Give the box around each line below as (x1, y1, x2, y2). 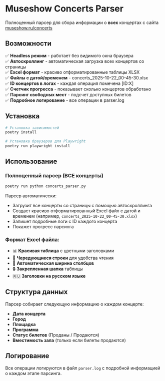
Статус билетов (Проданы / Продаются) (12, 332, 99, 338)
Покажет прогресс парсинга (12, 223, 74, 230)
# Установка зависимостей (5, 125, 59, 130)
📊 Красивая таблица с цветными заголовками (12, 248, 114, 254)
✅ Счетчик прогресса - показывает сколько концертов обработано (5, 86, 151, 92)
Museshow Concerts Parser (5, 3, 124, 14)
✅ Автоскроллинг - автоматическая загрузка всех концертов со (5, 58, 144, 64)
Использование (5, 157, 57, 166)
